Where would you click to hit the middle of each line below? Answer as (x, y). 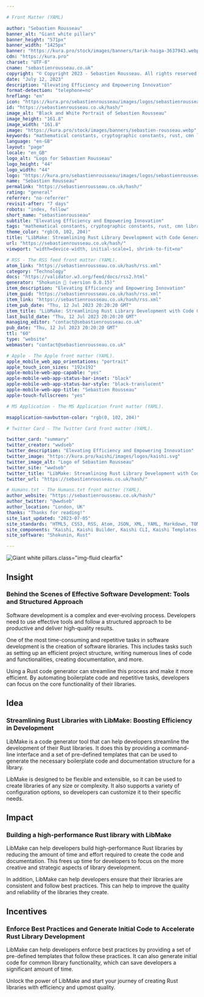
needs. (15, 799)
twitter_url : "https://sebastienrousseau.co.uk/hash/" (77, 479)
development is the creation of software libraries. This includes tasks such (99, 646)
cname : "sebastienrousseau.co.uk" (50, 68)
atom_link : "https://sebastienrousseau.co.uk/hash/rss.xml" (84, 265)
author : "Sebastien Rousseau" (45, 28)
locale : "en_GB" (27, 153)
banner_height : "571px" (36, 40)
